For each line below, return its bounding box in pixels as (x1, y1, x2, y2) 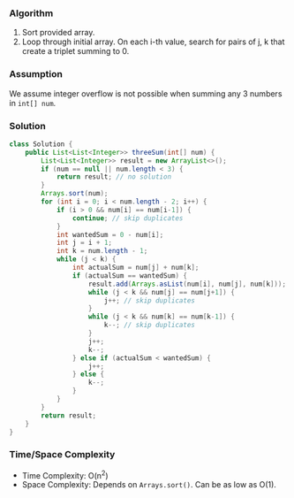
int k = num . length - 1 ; (56, 247, 148, 256)
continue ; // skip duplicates (72, 213, 184, 223)
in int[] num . (9, 97, 57, 108)
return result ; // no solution (56, 172, 172, 181)
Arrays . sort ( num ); (41, 189, 109, 198)
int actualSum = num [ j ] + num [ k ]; (72, 264, 200, 272)
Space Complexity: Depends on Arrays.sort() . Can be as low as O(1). (21, 479, 276, 490)
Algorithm (9, 7, 54, 19)
